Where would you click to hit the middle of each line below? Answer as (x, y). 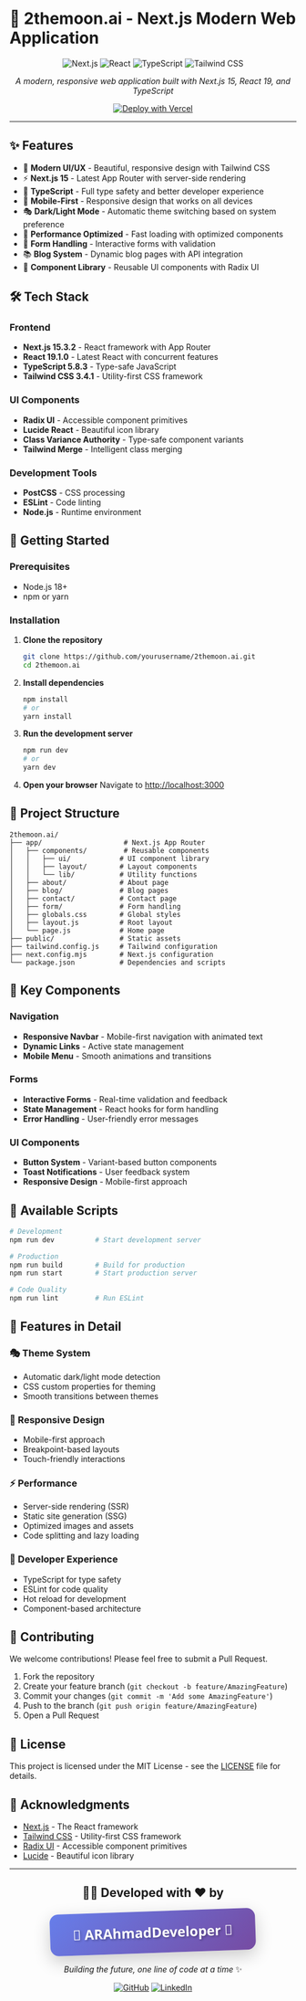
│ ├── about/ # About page (89, 882)
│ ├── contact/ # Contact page (93, 899)
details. (23, 1776)
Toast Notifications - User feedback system (106, 1172)
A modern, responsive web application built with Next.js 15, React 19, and (153, 80)
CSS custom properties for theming (89, 1386)
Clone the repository (62, 640)
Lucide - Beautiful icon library (78, 1856)
